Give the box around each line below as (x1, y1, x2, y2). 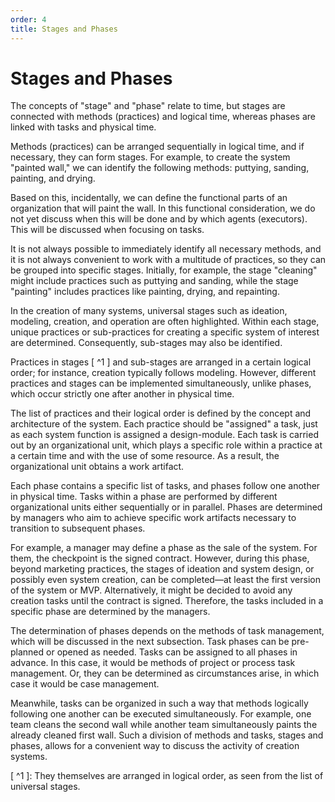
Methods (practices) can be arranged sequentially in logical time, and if (10, 141, 305, 153)
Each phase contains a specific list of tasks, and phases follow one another (10, 480, 321, 492)
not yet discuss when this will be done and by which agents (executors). (10, 213, 308, 225)
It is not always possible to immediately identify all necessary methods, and (10, 243, 322, 255)
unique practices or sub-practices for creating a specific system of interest (10, 326, 320, 338)
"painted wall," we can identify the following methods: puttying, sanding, (10, 162, 310, 174)
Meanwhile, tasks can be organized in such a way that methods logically (10, 697, 309, 710)
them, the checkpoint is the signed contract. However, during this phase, (10, 552, 310, 565)
